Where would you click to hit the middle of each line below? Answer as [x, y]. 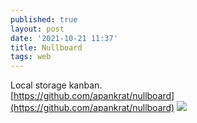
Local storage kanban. [56, 85]
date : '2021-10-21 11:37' [64, 38]
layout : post [37, 29]
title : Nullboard [46, 47]
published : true [44, 19]
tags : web [31, 57]
